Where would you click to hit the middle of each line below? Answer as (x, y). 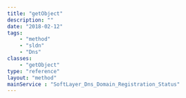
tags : (15, 33)
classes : (20, 59)
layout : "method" (32, 78)
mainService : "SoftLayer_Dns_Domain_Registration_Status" (94, 84)
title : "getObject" (35, 13)
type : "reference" (33, 71)
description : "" (30, 20)
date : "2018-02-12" (35, 26)
